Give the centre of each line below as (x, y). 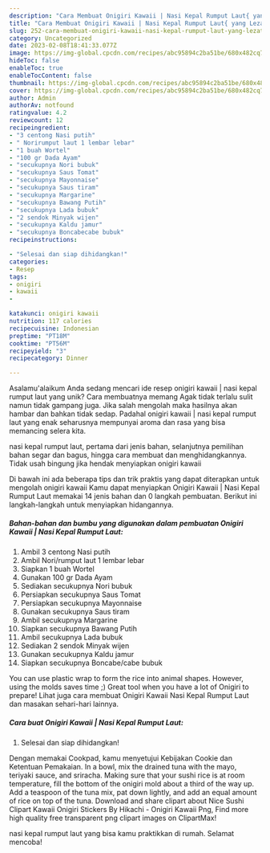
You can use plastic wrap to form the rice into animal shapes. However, (126, 679)
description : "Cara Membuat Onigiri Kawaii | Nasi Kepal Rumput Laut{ (129, 16)
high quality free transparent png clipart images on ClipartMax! (113, 818)
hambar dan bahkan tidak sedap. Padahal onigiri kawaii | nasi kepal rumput (133, 414)
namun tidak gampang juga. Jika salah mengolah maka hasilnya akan (123, 406)
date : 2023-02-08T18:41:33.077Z (63, 46)
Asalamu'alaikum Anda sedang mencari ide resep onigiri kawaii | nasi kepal (133, 388)
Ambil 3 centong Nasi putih (65, 552)
